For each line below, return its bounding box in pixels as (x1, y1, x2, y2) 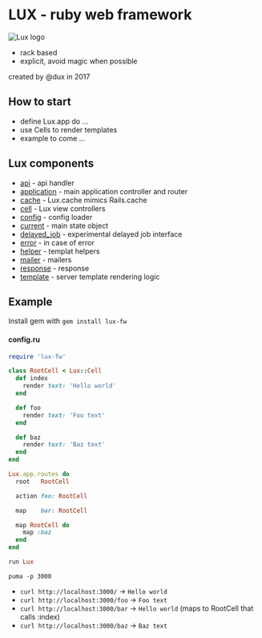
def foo (15, 404, 42, 412)
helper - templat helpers (19, 246, 100, 256)
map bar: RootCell (15, 506, 88, 514)
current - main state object (19, 221, 109, 230)
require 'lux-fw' (8, 352, 67, 360)
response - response (19, 263, 90, 273)
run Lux (8, 558, 34, 567)
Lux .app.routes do (8, 470, 70, 478)
